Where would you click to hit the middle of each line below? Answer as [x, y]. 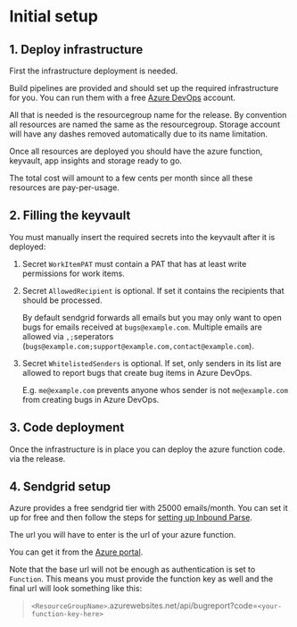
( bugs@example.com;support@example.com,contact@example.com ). [138, 346]
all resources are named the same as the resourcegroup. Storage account [145, 124]
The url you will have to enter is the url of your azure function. [123, 535]
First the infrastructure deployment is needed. [94, 71]
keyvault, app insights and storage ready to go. [96, 161]
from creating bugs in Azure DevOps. [91, 399]
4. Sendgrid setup [60, 487]
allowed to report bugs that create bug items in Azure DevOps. [137, 372]
